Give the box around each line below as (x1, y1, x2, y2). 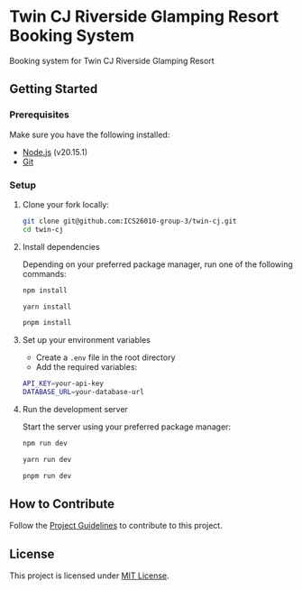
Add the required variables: (35, 362, 138, 373)
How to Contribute (9, 496, 115, 512)
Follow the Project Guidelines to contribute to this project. (9, 521, 223, 531)
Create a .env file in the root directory (35, 352, 176, 363)
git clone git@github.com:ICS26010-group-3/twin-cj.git (22, 217, 237, 226)
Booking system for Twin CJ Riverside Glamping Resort (9, 55, 215, 66)
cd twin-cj (22, 225, 64, 234)
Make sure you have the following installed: (9, 129, 170, 140)
